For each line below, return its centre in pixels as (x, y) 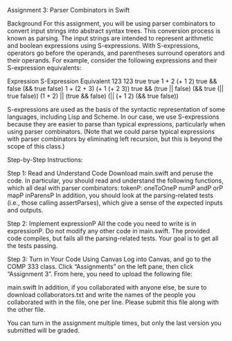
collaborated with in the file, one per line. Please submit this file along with (113, 302)
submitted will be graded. (43, 330)
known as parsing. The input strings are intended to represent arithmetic (110, 38)
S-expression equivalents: (44, 68)
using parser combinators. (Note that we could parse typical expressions (111, 132)
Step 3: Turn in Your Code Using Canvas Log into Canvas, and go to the (109, 259)
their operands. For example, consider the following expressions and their (112, 60)
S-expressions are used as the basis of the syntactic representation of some (116, 109)
